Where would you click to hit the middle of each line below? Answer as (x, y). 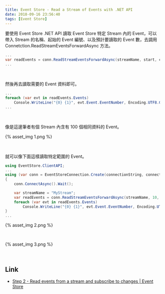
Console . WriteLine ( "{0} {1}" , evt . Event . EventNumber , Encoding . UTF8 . (87, 102)
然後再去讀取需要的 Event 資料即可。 (42, 84)
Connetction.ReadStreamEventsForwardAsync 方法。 (59, 46)
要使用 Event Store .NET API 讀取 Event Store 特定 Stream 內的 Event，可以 (81, 34)
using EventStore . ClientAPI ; (35, 166)
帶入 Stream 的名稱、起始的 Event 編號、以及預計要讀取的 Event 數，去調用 (81, 39)
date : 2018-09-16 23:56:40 (33, 14)
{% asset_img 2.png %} (29, 225)
